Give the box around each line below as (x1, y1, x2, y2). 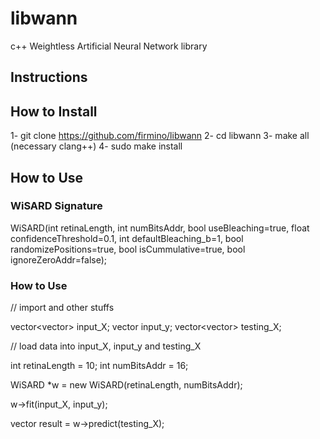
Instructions (10, 69, 88, 86)
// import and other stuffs (10, 302, 115, 314)
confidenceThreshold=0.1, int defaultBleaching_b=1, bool (10, 232, 244, 244)
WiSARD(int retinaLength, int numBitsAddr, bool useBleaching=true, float (10, 222, 310, 234)
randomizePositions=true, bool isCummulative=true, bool (10, 243, 246, 255)
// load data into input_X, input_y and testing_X (10, 340, 202, 352)
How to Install (10, 103, 98, 120)
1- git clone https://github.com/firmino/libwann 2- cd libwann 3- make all (10, 130, 310, 142)
